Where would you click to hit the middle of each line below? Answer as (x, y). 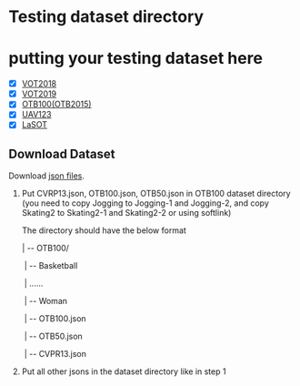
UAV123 (36, 115)
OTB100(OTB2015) (56, 104)
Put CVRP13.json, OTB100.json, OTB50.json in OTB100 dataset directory (156, 194)
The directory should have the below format (104, 230)
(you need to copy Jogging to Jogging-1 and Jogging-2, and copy (145, 203)
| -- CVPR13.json (55, 354)
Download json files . (47, 176)
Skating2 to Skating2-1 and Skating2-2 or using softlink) (126, 213)
